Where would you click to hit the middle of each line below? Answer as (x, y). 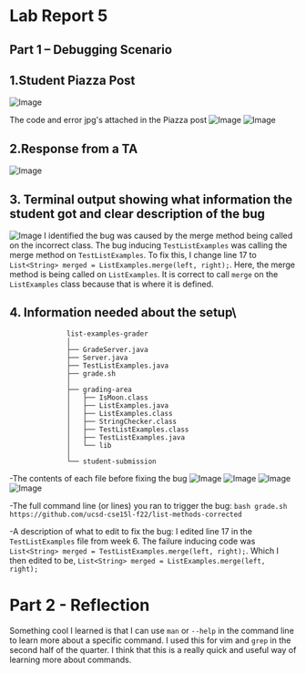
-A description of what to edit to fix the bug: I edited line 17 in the (131, 531)
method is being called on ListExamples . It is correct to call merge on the (144, 275)
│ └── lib (89, 445)
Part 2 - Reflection (80, 605)
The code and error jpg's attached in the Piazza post (108, 120)
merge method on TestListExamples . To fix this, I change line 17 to (133, 255)
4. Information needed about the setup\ (123, 312)
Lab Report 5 (59, 16)
